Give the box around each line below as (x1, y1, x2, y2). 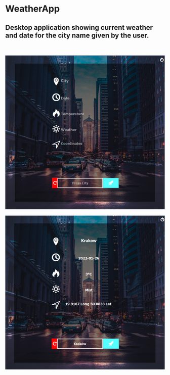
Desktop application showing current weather (5, 23, 153, 32)
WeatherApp (5, 3, 60, 15)
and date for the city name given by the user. (5, 31, 149, 39)
